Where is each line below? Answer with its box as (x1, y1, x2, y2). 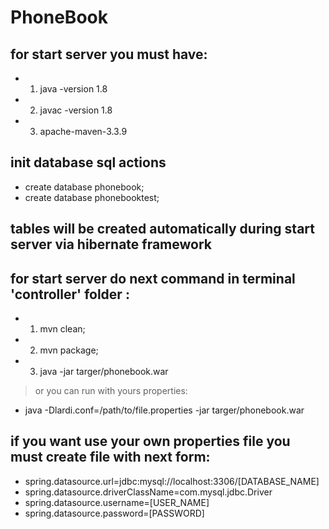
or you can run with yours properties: (34, 385, 188, 397)
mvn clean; (39, 323, 86, 335)
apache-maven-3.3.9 (39, 126, 128, 137)
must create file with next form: (10, 449, 211, 466)
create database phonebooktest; (24, 191, 160, 203)
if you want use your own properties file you (10, 433, 291, 450)
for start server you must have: (10, 46, 208, 63)
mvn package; (39, 344, 99, 356)
